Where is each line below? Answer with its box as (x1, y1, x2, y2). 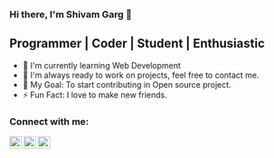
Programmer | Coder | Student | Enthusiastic (9, 36, 265, 51)
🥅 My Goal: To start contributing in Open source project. (22, 79, 232, 89)
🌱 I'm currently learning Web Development (22, 60, 181, 70)
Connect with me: (9, 115, 90, 127)
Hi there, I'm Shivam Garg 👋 (9, 8, 133, 21)
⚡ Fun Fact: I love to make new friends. (22, 89, 167, 100)
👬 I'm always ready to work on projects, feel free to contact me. (22, 70, 260, 80)
